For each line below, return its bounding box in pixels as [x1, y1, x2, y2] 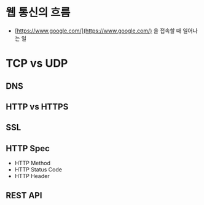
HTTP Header [14, 173, 50, 180]
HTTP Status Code [14, 166, 63, 173]
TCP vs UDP [6, 56, 68, 70]
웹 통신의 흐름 [6, 6, 71, 20]
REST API [6, 190, 42, 201]
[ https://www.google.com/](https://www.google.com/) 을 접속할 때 [14, 27, 182, 34]
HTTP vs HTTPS [6, 102, 69, 112]
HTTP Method [14, 160, 50, 167]
